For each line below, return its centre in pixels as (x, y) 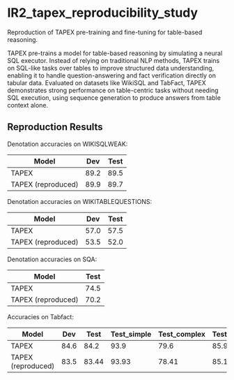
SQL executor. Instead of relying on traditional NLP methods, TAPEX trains (114, 60)
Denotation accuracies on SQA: (52, 259)
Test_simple (131, 334)
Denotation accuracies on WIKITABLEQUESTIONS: (80, 201)
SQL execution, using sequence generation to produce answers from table (114, 97)
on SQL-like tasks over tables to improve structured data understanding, (111, 68)
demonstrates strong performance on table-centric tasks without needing (113, 90)
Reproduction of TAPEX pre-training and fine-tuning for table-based (105, 32)
